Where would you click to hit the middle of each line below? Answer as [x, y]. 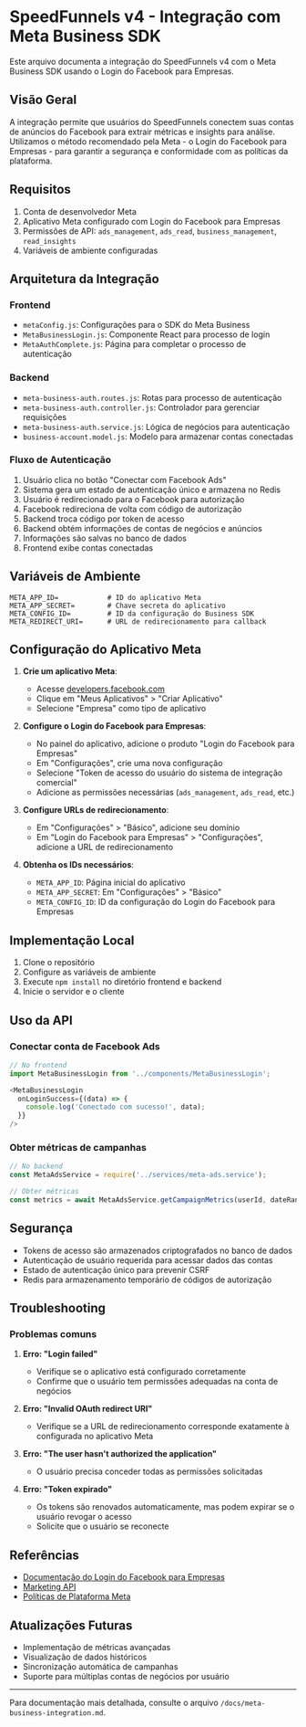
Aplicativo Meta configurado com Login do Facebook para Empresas [151, 221]
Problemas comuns [53, 1334]
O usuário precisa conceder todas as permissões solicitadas [149, 1471]
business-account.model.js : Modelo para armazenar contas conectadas [158, 437]
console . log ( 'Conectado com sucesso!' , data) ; [116, 1107]
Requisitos [40, 190]
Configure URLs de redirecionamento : [96, 810]
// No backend [36, 1166]
